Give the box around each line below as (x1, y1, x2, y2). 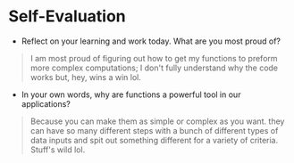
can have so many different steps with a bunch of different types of (29, 125, 279, 135)
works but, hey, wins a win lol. (29, 71, 142, 82)
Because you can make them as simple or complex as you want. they (29, 116, 285, 126)
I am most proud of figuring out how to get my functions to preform (29, 53, 278, 63)
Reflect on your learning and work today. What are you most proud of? (21, 36, 281, 46)
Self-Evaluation (8, 6, 126, 27)
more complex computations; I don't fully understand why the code (29, 62, 279, 73)
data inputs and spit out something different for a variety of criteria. (29, 134, 279, 145)
